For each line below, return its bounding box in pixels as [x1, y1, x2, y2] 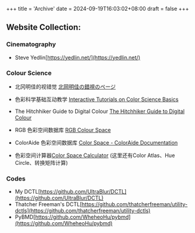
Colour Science [6, 69, 52, 77]
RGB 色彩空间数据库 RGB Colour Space [14, 126, 112, 133]
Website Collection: [6, 22, 81, 32]
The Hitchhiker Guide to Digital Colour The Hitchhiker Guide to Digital [14, 108, 185, 115]
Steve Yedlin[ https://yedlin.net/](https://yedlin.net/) [14, 54, 141, 61]
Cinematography [6, 40, 57, 48]
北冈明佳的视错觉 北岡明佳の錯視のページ [14, 83, 116, 90]
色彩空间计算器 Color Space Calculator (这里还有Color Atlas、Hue [14, 152, 175, 159]
